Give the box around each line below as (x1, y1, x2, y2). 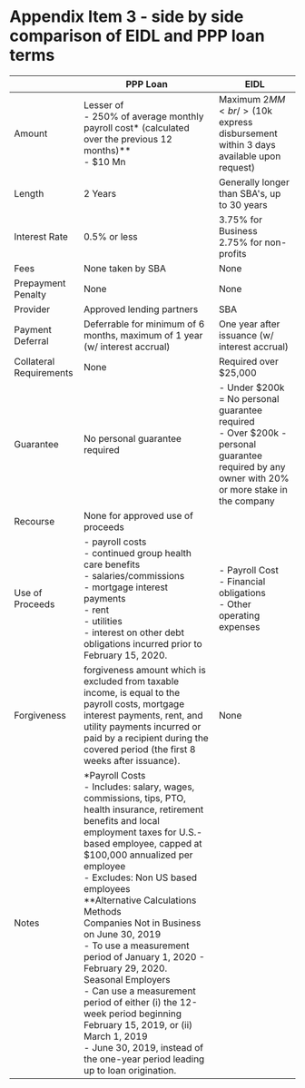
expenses (218, 620, 261, 632)
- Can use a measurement (83, 985, 197, 997)
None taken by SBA (83, 261, 166, 274)
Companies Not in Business (83, 916, 202, 929)
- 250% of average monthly (83, 110, 204, 123)
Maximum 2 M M (218, 93, 286, 105)
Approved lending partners (83, 302, 199, 315)
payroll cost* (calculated (83, 121, 190, 133)
